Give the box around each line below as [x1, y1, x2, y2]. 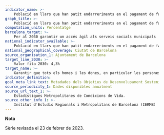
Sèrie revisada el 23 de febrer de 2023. [5, 125, 84, 131]
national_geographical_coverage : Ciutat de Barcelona [5, 48, 117, 53]
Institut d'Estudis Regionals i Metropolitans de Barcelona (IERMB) [14, 102, 156, 107]
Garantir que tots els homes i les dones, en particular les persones [14, 71, 161, 76]
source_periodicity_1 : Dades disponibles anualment [5, 84, 112, 89]
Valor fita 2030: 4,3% [14, 61, 60, 66]
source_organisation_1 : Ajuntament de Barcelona [5, 52, 106, 58]
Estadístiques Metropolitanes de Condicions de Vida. [14, 93, 125, 98]
